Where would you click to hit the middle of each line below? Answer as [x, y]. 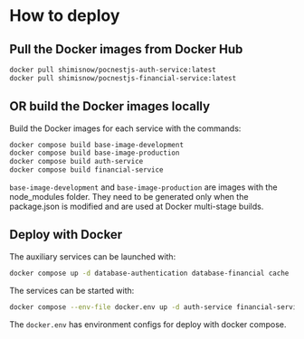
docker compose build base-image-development [96, 145]
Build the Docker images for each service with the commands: [125, 128]
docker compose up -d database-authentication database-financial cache [149, 273]
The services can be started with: [72, 290]
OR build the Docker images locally [110, 106]
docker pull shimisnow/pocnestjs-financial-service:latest [123, 78]
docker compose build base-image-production [95, 153]
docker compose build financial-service [87, 170]
